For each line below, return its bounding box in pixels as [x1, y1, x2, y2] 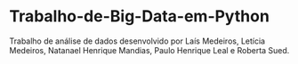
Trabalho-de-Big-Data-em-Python [9, 6, 270, 27]
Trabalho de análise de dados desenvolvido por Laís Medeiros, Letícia [9, 36, 265, 46]
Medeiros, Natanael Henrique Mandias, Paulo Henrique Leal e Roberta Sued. [9, 44, 290, 55]
